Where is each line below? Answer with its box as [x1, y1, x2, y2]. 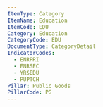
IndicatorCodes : [7, 50, 55, 57]
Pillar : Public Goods [7, 82, 71, 89]
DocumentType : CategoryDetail [7, 43, 97, 50]
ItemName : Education [7, 17, 68, 24]
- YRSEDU [13, 69, 40, 76]
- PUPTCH [13, 75, 40, 83]
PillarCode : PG [7, 89, 52, 96]
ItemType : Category [7, 10, 65, 18]
